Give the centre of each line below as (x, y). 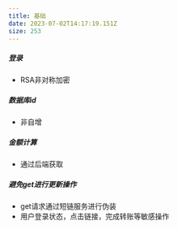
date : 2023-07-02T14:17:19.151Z (63, 24)
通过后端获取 (41, 164)
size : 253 (25, 31)
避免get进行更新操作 (42, 184)
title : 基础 (27, 16)
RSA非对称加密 (45, 80)
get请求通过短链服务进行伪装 (68, 206)
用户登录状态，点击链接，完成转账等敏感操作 (95, 217)
